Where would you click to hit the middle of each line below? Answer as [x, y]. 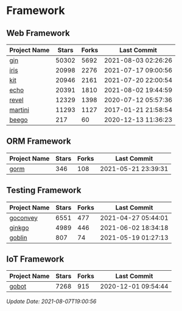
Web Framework [38, 33]
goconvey [24, 218]
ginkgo [19, 228]
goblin [18, 237]
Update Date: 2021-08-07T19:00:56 [51, 301]
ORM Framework [39, 142]
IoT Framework [35, 259]
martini [19, 110]
